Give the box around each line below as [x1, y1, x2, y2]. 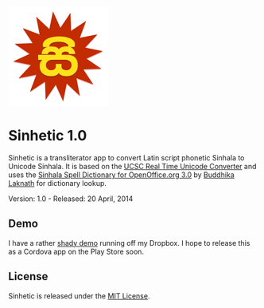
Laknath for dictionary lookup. [8, 178, 107, 188]
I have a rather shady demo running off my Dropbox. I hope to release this [8, 238, 250, 247]
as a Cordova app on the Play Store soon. [8, 247, 145, 256]
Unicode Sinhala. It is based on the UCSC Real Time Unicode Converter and [8, 161, 257, 171]
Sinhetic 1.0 [8, 127, 87, 145]
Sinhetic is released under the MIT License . [8, 290, 150, 301]
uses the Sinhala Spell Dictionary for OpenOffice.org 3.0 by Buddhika [8, 170, 235, 180]
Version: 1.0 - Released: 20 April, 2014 [8, 194, 134, 203]
